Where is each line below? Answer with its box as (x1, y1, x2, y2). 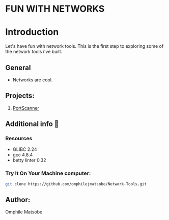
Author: (5, 196, 31, 204)
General (5, 63, 32, 72)
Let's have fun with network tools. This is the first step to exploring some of (5, 43, 164, 49)
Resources (5, 135, 33, 142)
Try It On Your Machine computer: (5, 170, 91, 177)
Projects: (5, 91, 35, 100)
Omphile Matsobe (5, 209, 43, 215)
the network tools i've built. (5, 49, 63, 55)
